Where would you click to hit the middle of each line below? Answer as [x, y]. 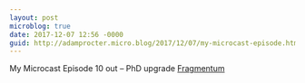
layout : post [34, 18]
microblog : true [40, 26]
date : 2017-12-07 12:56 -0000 [67, 34]
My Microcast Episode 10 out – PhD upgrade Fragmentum [117, 69]
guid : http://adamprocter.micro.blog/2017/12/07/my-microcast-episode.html [156, 43]
